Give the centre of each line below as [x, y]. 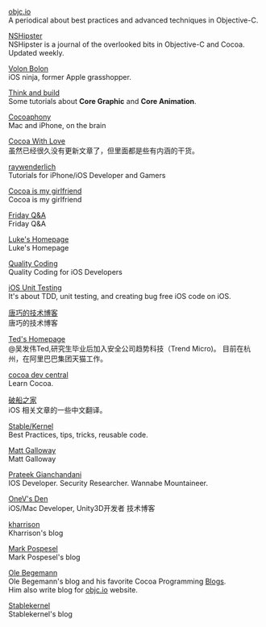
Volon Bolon [28, 69]
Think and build [34, 93]
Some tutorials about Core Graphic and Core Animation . [102, 101]
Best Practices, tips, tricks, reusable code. [79, 435]
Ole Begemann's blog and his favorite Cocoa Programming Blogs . [117, 581]
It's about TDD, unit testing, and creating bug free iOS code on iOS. [120, 296]
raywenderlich [32, 167]
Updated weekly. [36, 53]
